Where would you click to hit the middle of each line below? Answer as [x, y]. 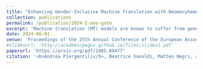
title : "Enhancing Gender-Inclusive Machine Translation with [86, 12]
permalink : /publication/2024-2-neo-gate [59, 23]
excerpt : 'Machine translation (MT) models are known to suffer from [96, 28]
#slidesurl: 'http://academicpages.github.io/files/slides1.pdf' [90, 46]
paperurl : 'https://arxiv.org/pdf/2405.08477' [66, 51]
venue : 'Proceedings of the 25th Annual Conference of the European [94, 40]
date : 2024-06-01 [28, 34]
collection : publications [39, 17]
